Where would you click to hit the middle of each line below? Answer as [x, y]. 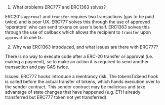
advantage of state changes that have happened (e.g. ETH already [73, 92]
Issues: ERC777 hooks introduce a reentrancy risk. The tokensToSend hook [82, 76]
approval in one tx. [24, 37]
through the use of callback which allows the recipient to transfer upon [78, 32]
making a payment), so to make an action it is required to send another [77, 62]
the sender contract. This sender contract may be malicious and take [75, 87]
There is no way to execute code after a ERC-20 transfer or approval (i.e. [79, 56]
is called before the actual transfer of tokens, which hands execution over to [82, 81]
